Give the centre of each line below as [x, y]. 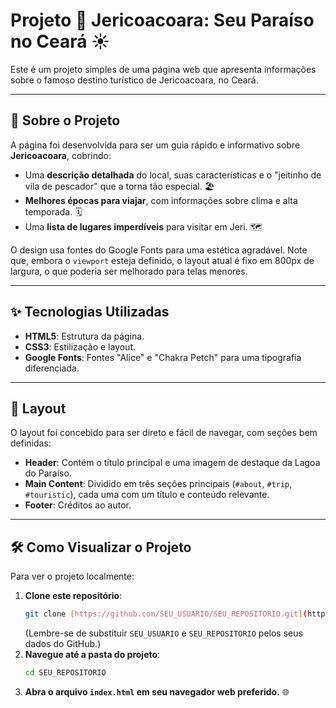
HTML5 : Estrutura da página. [84, 336]
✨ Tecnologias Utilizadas [90, 312]
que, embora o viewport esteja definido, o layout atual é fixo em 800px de [162, 260]
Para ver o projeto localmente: [72, 576]
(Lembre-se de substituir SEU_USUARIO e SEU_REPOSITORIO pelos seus [163, 633]
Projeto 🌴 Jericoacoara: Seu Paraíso [162, 20]
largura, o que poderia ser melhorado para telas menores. [129, 271]
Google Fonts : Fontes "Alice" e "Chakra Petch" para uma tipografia [163, 357]
